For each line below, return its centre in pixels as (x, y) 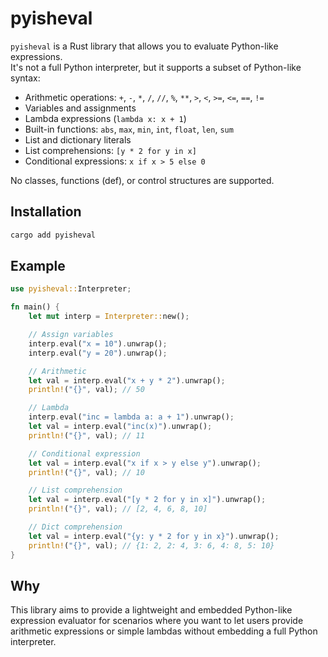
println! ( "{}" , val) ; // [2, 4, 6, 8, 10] (118, 509)
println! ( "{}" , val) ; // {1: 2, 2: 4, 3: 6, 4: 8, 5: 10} (151, 545)
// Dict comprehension (75, 527)
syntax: (25, 78)
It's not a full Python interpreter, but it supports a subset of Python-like (156, 67)
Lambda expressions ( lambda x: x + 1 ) (105, 118)
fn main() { (35, 307)
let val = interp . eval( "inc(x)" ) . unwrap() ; (120, 427)
